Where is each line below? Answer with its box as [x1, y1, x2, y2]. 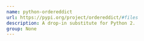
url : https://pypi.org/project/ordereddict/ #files [6, 14, 138, 20]
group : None [6, 25, 37, 32]
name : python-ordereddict [6, 8, 72, 15]
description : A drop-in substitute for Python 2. [6, 20, 136, 26]
